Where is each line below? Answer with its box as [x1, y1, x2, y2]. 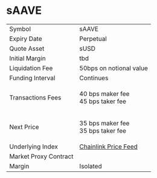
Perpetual [79, 34, 107, 43]
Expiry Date [9, 34, 42, 43]
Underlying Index [9, 142, 59, 151]
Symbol [9, 25, 31, 33]
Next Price [9, 122, 39, 131]
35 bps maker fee [79, 119, 130, 127]
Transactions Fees [9, 93, 62, 101]
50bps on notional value [79, 64, 148, 72]
